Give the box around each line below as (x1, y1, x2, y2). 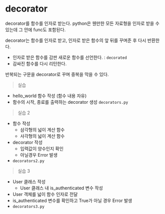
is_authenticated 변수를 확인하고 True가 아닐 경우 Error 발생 (12, 197, 132, 203)
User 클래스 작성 (12, 178, 46, 184)
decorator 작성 (12, 139, 43, 145)
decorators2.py (12, 158, 45, 164)
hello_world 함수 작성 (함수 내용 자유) (12, 93, 87, 99)
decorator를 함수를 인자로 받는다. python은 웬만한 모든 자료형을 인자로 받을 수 (5, 20, 160, 26)
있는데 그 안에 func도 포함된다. (5, 26, 66, 33)
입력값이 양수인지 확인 (20, 146, 64, 152)
